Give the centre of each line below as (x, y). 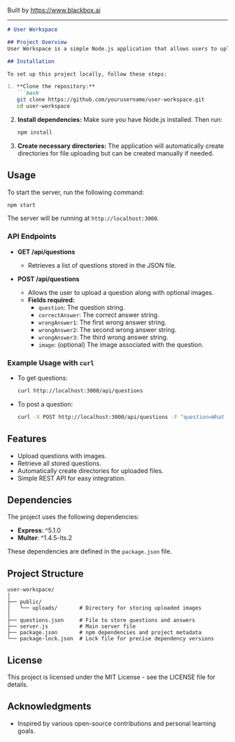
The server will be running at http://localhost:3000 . (83, 218)
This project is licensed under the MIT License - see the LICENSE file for (111, 677)
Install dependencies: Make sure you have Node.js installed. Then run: (120, 119)
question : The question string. (81, 307)
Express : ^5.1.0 (39, 530)
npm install (35, 132)
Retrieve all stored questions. (59, 463)
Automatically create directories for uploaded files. (91, 470)
